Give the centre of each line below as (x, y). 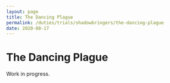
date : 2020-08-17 (28, 28)
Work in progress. (28, 74)
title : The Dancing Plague (40, 17)
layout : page (22, 12)
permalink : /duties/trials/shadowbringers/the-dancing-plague (85, 23)
